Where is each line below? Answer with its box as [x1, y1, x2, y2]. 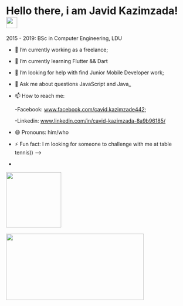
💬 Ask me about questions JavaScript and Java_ [14, 80, 131, 87]
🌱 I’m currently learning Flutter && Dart [14, 57, 109, 64]
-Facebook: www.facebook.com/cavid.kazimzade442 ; [14, 106, 147, 113]
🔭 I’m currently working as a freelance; [14, 46, 109, 53]
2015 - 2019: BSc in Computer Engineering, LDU [6, 34, 122, 42]
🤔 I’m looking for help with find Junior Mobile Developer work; [14, 69, 164, 76]
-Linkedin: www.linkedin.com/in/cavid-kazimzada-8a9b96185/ [14, 117, 166, 124]
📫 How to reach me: [14, 92, 65, 99]
